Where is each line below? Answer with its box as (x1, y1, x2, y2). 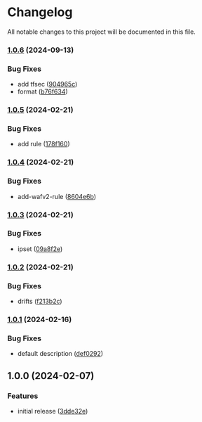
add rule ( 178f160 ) (17, 140, 70, 148)
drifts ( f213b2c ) (17, 297, 62, 306)
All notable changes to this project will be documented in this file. (7, 27, 196, 36)
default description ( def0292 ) (17, 350, 104, 358)
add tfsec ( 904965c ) (17, 80, 78, 89)
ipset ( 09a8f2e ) (17, 244, 63, 253)
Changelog (7, 4, 73, 20)
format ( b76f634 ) (17, 87, 68, 96)
